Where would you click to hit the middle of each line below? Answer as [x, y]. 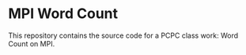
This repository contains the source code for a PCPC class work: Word [123, 35]
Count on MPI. [32, 43]
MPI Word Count [63, 14]
